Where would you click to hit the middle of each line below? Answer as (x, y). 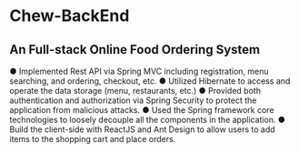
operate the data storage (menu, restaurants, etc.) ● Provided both (135, 91)
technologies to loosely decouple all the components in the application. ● (148, 120)
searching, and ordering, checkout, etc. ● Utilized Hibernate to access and (150, 81)
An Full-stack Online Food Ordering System (135, 50)
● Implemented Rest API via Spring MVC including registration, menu (140, 71)
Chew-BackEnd (70, 16)
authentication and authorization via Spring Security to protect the (133, 100)
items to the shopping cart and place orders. (93, 139)
